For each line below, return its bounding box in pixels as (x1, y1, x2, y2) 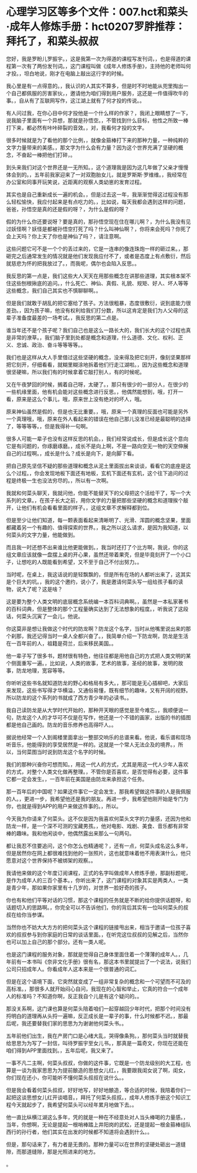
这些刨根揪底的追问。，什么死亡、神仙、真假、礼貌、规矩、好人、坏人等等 (11, 279, 189, 286)
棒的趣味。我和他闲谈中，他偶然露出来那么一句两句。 (6, 830, 135, 837)
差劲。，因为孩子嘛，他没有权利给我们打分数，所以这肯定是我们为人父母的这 (6, 306, 189, 314)
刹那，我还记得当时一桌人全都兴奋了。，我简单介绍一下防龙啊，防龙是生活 (11, 632, 189, 640)
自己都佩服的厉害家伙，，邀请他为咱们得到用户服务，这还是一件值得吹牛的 (11, 89, 189, 97)
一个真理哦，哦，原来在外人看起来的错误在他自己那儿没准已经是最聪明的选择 (6, 415, 191, 422)
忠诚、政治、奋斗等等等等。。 (16, 341, 86, 348)
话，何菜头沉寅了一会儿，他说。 (6, 613, 83, 620)
